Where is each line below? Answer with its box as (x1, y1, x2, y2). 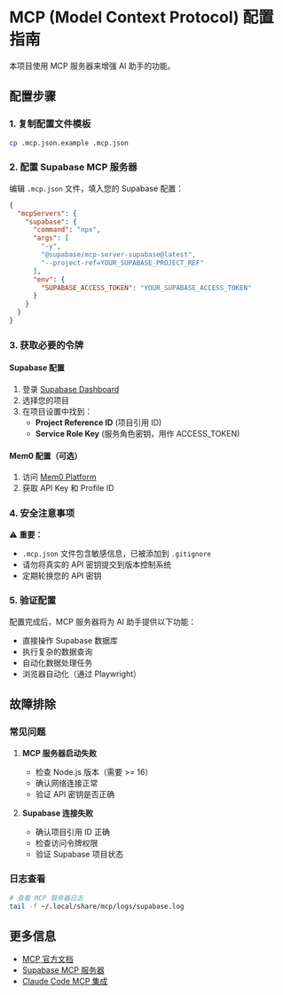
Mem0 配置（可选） (9, 450, 83, 461)
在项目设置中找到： (21, 407, 93, 417)
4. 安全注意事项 (9, 507, 75, 519)
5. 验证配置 (9, 595, 57, 607)
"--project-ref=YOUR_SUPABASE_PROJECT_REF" (41, 258, 204, 267)
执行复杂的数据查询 (21, 646, 93, 657)
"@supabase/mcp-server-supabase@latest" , (41, 250, 197, 259)
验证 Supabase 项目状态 (35, 849, 124, 859)
